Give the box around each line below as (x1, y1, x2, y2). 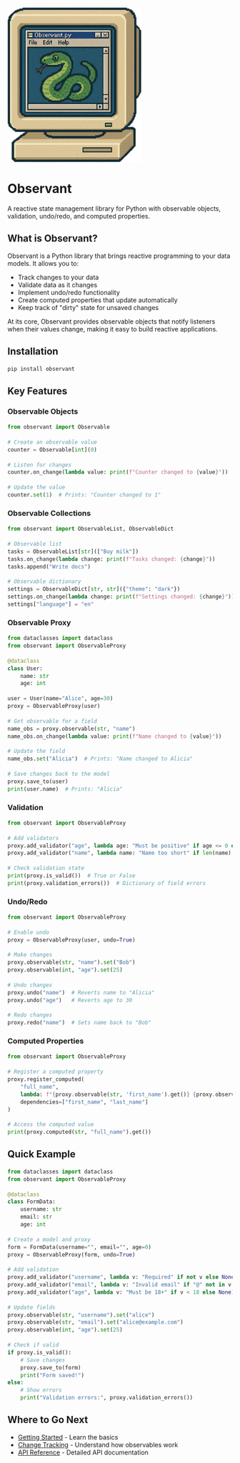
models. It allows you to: (7, 259, 79, 267)
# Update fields (7, 1304, 56, 1311)
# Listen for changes (7, 461, 72, 469)
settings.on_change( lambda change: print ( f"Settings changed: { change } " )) (7, 593, 235, 601)
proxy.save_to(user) (7, 778, 69, 785)
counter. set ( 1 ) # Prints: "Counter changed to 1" (7, 491, 161, 499)
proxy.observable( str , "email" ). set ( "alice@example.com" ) (7, 1319, 184, 1326)
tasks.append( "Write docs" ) (7, 563, 91, 570)
